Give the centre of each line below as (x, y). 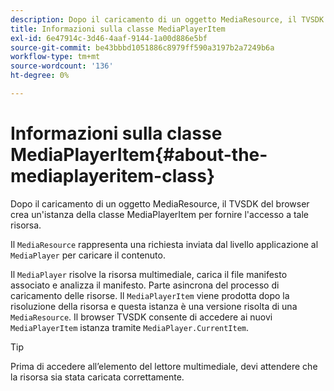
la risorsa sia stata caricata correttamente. (97, 377)
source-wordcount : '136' (62, 66)
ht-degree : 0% (40, 76)
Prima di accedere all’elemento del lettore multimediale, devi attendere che (164, 366)
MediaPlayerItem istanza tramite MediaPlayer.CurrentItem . (130, 327)
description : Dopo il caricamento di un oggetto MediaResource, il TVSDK (167, 19)
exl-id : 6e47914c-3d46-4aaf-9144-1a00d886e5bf (109, 38)
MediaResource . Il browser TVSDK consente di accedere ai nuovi (141, 317)
